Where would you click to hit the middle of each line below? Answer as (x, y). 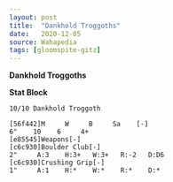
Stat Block (28, 93)
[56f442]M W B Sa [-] (79, 125)
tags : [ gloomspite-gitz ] (55, 50)
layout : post (33, 17)
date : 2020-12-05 (45, 34)
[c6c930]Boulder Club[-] (55, 148)
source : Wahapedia (43, 42)
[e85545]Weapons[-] (45, 140)
